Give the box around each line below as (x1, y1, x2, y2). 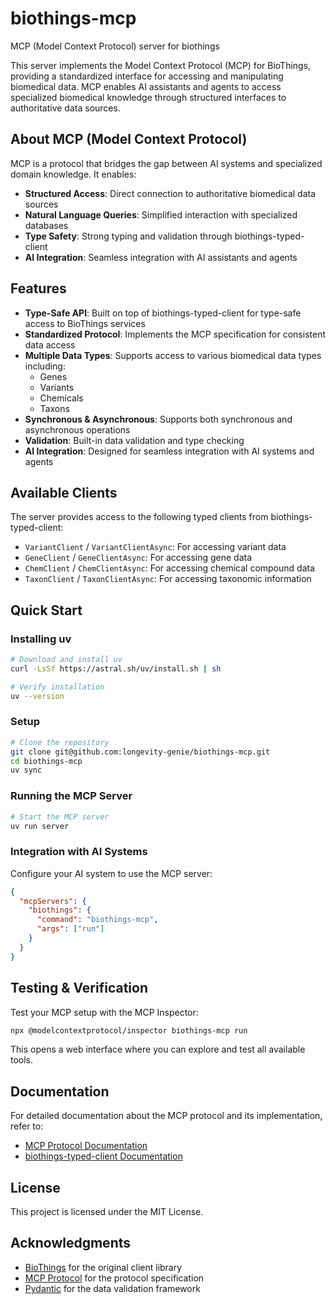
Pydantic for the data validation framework (24, 1282, 201, 1294)
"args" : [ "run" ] (36, 924, 105, 934)
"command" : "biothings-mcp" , (36, 915, 159, 925)
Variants (39, 381, 75, 393)
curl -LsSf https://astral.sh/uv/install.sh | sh (10, 663, 222, 674)
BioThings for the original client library (24, 1261, 183, 1273)
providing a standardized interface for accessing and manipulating (10, 70, 284, 82)
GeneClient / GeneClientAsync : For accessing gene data (24, 552, 253, 564)
